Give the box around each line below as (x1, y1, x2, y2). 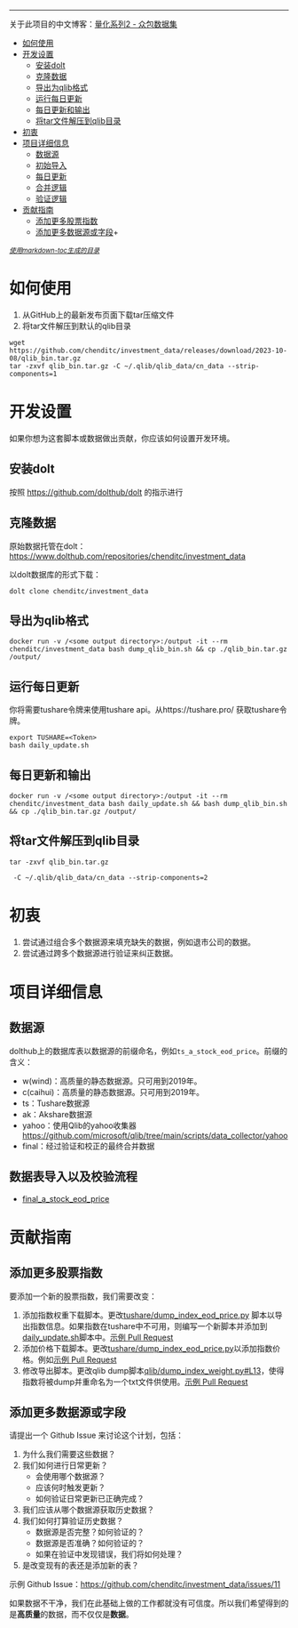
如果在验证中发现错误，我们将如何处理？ (35, 1549, 184, 1559)
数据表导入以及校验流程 (9, 1169, 137, 1184)
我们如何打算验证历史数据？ (21, 1516, 124, 1527)
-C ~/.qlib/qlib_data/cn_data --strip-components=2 (12, 873, 208, 882)
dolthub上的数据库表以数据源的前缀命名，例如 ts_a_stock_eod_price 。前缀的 (9, 1045, 288, 1056)
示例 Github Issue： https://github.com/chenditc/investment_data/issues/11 (9, 1579, 281, 1590)
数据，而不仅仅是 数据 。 (47, 1609, 134, 1620)
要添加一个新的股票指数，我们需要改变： (9, 1291, 157, 1302)
